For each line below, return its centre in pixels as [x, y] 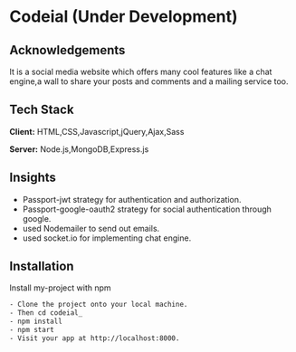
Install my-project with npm [60, 288]
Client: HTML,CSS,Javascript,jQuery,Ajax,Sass [97, 131]
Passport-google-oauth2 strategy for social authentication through [147, 209]
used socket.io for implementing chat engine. [107, 238]
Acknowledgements [67, 50]
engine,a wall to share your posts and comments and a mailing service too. [149, 81]
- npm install [36, 322]
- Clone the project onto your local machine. [99, 305]
